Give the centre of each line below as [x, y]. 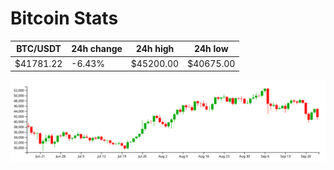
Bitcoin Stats [64, 18]
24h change [97, 49]
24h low [211, 49]
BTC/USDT [39, 49]
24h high [155, 49]
